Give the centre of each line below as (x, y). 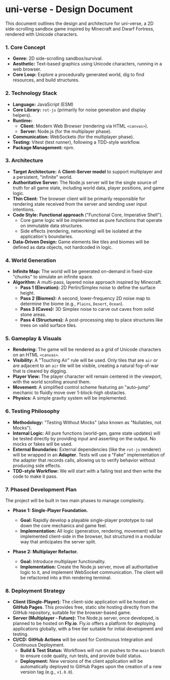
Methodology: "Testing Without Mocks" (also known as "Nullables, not (87, 422)
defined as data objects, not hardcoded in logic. (63, 247)
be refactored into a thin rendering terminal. (66, 578)
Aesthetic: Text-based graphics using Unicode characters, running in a (87, 64)
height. (27, 293)
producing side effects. (37, 465)
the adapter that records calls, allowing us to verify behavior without (84, 460)
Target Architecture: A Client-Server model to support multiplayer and (87, 172)
